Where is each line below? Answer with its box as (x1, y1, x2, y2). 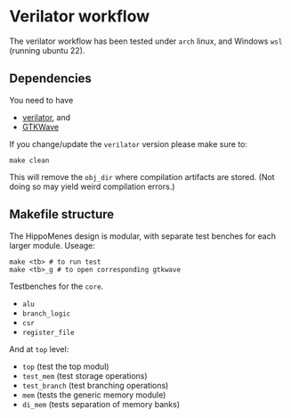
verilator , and (21, 111, 71, 122)
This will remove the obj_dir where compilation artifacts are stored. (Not (9, 171, 275, 182)
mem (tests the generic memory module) (21, 389, 166, 400)
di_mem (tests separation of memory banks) (21, 398, 181, 409)
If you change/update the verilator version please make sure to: (9, 138, 247, 149)
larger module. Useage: (9, 240, 96, 250)
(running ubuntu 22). (9, 45, 85, 55)
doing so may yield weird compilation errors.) (9, 181, 175, 192)
